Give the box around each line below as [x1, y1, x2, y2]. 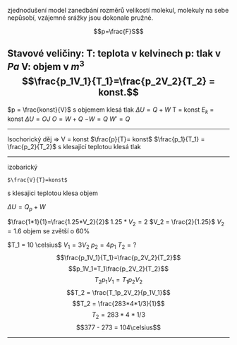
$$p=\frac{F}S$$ [93, 28, 144, 35]
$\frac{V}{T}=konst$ [7, 176, 68, 183]
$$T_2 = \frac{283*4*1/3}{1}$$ [72, 299, 165, 308]
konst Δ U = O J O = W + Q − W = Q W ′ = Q [7, 115, 130, 123]
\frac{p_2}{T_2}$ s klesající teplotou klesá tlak [7, 142, 141, 151]
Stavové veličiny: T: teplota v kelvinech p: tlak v [7, 47, 221, 59]
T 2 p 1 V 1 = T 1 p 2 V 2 [94, 276, 143, 286]
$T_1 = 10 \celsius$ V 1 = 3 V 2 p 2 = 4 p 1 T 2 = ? [7, 240, 137, 250]
